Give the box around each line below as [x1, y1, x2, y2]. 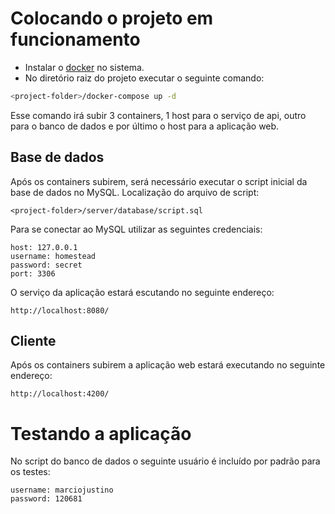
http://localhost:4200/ [10, 389, 110, 399]
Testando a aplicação [10, 422, 192, 445]
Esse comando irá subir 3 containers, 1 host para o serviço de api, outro [10, 109, 307, 121]
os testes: [10, 466, 51, 478]
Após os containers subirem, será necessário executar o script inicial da [10, 175, 308, 187]
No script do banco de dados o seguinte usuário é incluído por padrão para [10, 455, 321, 467]
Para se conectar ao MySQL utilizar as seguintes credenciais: [10, 223, 263, 235]
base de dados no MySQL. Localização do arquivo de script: [10, 186, 260, 198]
